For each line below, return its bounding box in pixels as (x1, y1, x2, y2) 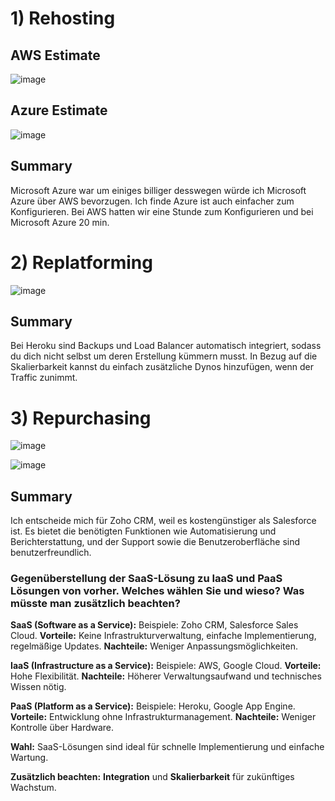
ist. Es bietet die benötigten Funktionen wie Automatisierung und (10, 525, 277, 537)
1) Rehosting (10, 7, 116, 30)
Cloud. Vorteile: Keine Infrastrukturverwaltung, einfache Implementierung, (10, 630, 317, 642)
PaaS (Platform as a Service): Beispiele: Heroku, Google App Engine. (10, 700, 296, 712)
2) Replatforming (10, 251, 153, 274)
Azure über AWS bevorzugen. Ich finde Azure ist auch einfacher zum (10, 195, 295, 207)
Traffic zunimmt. (10, 372, 78, 384)
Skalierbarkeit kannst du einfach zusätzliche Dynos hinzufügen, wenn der (10, 361, 315, 373)
